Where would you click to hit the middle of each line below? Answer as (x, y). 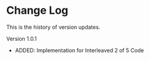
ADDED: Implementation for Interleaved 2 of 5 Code (79, 50)
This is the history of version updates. (54, 27)
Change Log (37, 10)
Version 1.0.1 (22, 38)
